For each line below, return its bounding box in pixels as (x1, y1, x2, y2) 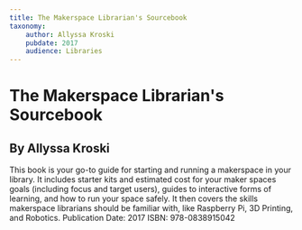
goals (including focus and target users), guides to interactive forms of (9, 184, 272, 195)
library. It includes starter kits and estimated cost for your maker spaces (9, 174, 277, 185)
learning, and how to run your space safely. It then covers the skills (9, 193, 259, 204)
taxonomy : (9, 22, 47, 31)
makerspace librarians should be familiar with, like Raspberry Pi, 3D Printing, (9, 203, 294, 214)
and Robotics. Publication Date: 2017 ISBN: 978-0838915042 (9, 213, 236, 224)
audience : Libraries (25, 47, 103, 56)
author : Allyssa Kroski (25, 30, 115, 39)
